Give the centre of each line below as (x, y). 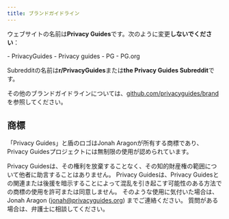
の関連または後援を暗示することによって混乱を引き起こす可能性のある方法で (114, 183)
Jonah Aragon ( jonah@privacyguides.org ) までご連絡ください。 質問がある (113, 201)
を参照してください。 (37, 102)
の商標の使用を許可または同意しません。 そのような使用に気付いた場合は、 (113, 192)
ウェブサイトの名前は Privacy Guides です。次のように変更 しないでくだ (107, 34)
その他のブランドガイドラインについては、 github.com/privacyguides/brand (113, 93)
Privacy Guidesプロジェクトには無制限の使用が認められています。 (100, 152)
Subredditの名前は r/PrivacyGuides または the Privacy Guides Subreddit (108, 70)
